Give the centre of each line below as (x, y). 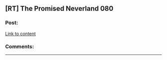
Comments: (20, 46)
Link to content (21, 33)
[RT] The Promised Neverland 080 (59, 9)
